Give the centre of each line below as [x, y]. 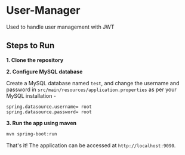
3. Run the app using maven [41, 123]
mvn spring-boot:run [32, 134]
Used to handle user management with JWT [60, 27]
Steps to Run [30, 46]
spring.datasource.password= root [49, 112]
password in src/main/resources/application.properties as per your [92, 89]
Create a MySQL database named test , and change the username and [93, 83]
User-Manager [43, 10]
